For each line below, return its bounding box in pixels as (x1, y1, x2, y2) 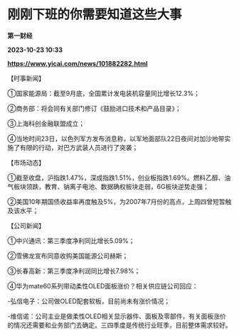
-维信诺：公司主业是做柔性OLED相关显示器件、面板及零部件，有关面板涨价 (7, 312, 226, 320)
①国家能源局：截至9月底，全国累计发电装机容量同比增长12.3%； (7, 89, 201, 97)
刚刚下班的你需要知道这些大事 (7, 6, 183, 23)
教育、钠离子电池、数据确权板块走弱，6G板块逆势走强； (44, 182, 210, 190)
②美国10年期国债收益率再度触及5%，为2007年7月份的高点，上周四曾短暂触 (7, 197, 232, 206)
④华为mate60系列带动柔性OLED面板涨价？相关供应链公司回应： (7, 281, 198, 290)
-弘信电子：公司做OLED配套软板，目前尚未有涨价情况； (7, 296, 171, 305)
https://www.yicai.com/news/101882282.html (7, 59, 148, 67)
